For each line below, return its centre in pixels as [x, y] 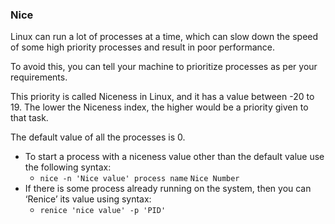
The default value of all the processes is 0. [98, 137]
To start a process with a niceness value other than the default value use [174, 157]
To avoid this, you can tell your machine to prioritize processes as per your [164, 67]
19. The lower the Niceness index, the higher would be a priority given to [159, 107]
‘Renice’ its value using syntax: [88, 199]
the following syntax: [68, 167]
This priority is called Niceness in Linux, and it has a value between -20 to [162, 97]
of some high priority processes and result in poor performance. [143, 47]
